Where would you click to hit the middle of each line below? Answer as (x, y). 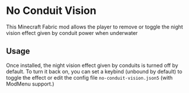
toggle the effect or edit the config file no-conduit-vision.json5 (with (90, 77)
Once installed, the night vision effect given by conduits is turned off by (92, 65)
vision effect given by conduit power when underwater (72, 33)
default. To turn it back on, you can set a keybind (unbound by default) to (94, 71)
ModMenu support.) (30, 84)
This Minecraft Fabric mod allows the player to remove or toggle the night (94, 27)
